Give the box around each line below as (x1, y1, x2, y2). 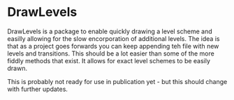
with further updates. (7, 85, 68, 93)
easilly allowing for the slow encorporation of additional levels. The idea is (7, 34, 220, 42)
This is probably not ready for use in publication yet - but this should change (7, 77, 228, 85)
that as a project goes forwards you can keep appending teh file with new (7, 42, 219, 50)
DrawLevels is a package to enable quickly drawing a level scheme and (7, 27, 213, 35)
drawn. (7, 64, 28, 72)
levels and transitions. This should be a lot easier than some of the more (7, 49, 214, 58)
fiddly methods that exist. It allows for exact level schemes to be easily (7, 56, 211, 65)
